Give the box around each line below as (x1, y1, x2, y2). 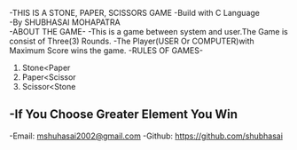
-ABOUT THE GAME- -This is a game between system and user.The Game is (9, 27, 288, 36)
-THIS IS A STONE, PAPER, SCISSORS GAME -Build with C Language (9, 8, 260, 18)
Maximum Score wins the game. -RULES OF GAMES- (9, 45, 204, 56)
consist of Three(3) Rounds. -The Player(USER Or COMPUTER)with (9, 36, 254, 46)
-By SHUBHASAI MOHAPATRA (9, 17, 121, 28)
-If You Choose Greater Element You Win (9, 107, 238, 122)
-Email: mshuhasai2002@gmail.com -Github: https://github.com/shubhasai (9, 130, 284, 141)
